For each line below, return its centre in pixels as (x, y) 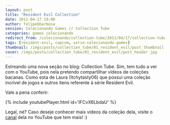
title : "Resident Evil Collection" (43, 15)
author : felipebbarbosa (30, 24)
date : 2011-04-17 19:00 (30, 19)
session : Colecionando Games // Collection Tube (57, 29)
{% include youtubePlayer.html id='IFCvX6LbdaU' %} (61, 102)
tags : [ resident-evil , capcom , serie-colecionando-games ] (68, 43)
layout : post (19, 10)
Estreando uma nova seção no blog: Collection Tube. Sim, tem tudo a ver (81, 67)
